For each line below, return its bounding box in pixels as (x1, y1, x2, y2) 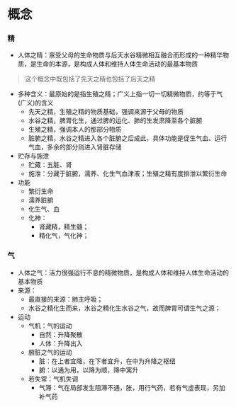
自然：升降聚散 (38, 330, 83, 338)
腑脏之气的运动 (28, 348, 72, 356)
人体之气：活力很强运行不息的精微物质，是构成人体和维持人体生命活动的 (17, 268, 229, 277)
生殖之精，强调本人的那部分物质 (28, 125, 122, 134)
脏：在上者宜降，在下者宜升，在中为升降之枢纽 (38, 357, 176, 365)
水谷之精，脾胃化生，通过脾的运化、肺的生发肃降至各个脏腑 (28, 116, 203, 125)
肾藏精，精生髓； (38, 222, 89, 231)
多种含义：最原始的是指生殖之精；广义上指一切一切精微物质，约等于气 (17, 90, 223, 98)
